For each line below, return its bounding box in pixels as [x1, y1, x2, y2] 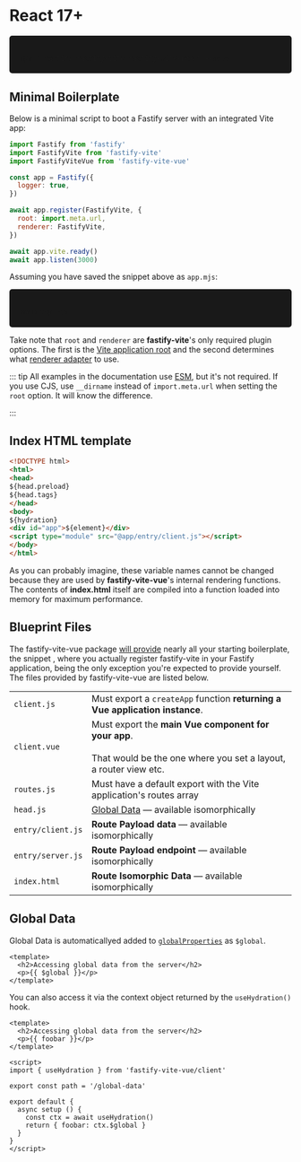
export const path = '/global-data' [9, 1081, 146, 1090]
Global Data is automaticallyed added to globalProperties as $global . [9, 935, 266, 946]
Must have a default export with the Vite [90, 777, 260, 790]
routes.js [13, 784, 56, 794]
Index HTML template [9, 433, 132, 449]
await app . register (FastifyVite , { [9, 205, 142, 215]
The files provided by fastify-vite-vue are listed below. [9, 672, 209, 683]
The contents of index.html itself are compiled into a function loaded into [9, 584, 280, 595]
